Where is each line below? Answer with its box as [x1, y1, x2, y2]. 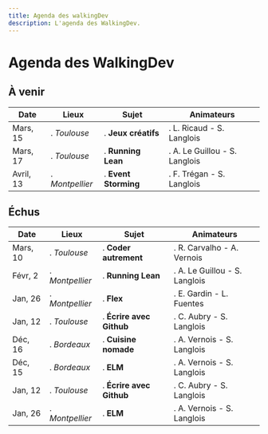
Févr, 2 [12, 270, 38, 282]
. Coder [102, 243, 132, 254]
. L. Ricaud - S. [168, 122, 225, 133]
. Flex [102, 293, 124, 304]
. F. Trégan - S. [168, 168, 226, 180]
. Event [103, 168, 131, 180]
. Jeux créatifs [103, 127, 160, 138]
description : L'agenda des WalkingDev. [8, 19, 141, 27]
